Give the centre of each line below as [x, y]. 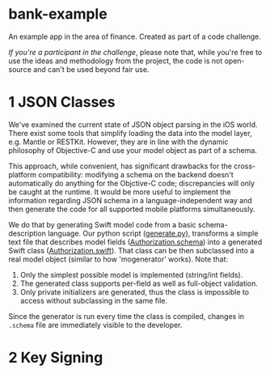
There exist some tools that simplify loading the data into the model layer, [130, 133]
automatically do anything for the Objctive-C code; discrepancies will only [132, 183]
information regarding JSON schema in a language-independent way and [130, 200]
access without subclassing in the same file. [94, 300]
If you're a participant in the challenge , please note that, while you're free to [135, 52]
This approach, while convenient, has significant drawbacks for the [120, 166]
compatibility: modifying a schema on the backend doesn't [136, 174]
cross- [245, 166]
